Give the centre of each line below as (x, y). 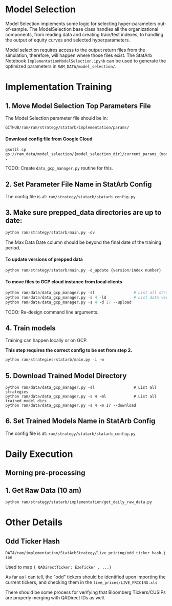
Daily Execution (39, 454)
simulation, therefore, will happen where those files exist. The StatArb (79, 55)
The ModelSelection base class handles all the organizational (94, 29)
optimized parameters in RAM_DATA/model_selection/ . (61, 66)
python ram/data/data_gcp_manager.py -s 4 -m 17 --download (71, 406)
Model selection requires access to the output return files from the (75, 50)
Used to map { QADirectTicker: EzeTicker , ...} (58, 567)
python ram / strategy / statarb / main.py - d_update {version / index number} (83, 270)
